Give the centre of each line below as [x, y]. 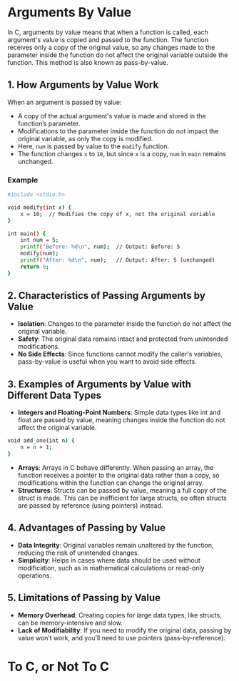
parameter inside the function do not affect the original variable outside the [118, 55]
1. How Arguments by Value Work [83, 85]
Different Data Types [55, 395]
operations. [35, 575]
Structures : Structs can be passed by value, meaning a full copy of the [122, 490]
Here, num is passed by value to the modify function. [93, 146]
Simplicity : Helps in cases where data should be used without [109, 560]
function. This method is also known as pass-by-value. [88, 62]
